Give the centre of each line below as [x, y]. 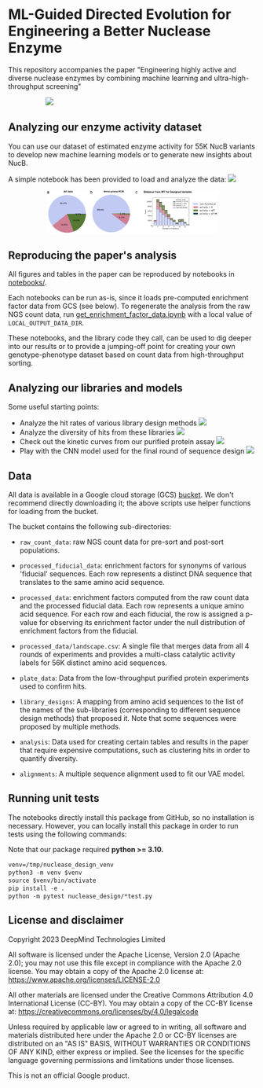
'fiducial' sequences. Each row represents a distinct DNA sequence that [136, 574]
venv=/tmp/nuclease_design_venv [61, 865]
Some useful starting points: [54, 407]
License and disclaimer [66, 920]
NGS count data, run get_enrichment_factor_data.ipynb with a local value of [130, 314]
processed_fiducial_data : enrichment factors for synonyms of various [133, 566]
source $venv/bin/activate [52, 880]
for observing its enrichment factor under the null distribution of [142, 623]
